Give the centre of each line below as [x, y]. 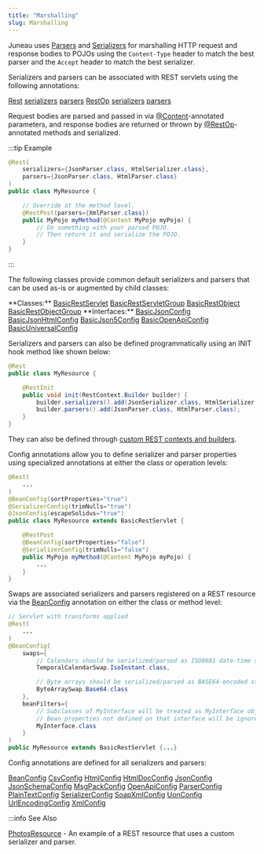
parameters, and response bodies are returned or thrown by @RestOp [121, 124]
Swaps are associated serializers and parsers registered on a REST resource [132, 594]
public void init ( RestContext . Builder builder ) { [105, 395]
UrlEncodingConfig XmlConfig [57, 803]
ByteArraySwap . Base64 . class [82, 689]
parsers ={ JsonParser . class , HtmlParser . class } [100, 177]
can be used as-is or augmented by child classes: [89, 288]
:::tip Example [30, 148]
